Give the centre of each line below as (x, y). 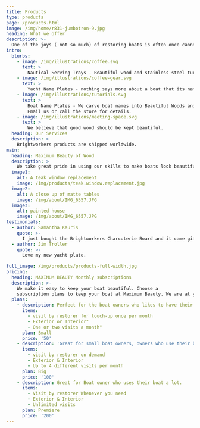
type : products (25, 17)
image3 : (21, 205)
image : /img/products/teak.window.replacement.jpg (81, 183)
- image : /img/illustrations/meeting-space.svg (77, 117)
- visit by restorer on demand (66, 355)
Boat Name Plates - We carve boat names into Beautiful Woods (106, 106)
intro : (14, 51)
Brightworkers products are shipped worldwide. (77, 144)
